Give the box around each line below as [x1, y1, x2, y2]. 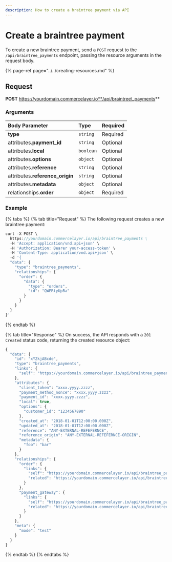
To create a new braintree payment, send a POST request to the [5, 47, 137, 53]
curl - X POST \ [5, 231, 38, 236]
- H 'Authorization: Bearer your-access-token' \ [10, 246, 116, 251]
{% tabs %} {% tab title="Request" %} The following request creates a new [5, 216, 165, 222]
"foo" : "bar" [24, 442, 52, 448]
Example [5, 204, 28, 211]
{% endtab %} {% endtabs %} [5, 552, 69, 558]
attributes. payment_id [8, 139, 62, 146]
